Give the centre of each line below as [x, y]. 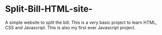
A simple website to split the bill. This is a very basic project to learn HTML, [81, 22]
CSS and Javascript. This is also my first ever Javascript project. [70, 27]
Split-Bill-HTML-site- [49, 9]
